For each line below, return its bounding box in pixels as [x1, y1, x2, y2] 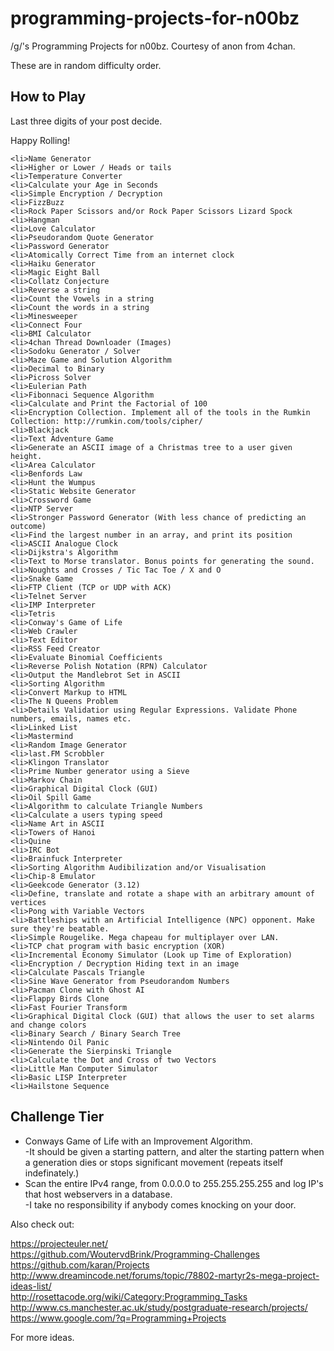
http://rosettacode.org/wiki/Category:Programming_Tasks [10, 1290, 248, 1302]
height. [10, 451, 43, 461]
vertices [10, 897, 47, 907]
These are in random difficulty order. [10, 59, 162, 71]
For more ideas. [10, 1331, 75, 1343]
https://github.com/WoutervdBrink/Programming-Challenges [10, 1248, 260, 1260]
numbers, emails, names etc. [10, 713, 132, 724]
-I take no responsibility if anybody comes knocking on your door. [24, 1198, 297, 1211]
